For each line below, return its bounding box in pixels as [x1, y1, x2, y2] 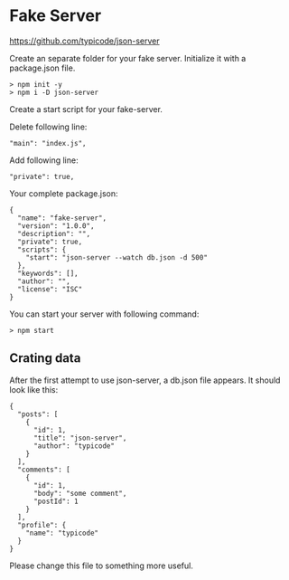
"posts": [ [17, 409, 59, 419]
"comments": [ [17, 465, 70, 474]
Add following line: [9, 155, 79, 166]
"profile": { [17, 520, 67, 529]
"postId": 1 [33, 497, 79, 506]
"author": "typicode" [33, 441, 116, 451]
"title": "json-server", [33, 433, 127, 442]
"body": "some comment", [33, 489, 127, 498]
